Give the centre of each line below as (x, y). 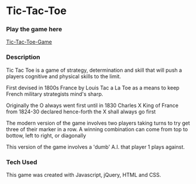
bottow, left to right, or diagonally (46, 135)
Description (23, 57)
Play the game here (34, 29)
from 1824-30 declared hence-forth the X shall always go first (81, 111)
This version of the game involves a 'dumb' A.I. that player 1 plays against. (95, 147)
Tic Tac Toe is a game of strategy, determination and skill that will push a (94, 70)
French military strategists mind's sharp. (55, 94)
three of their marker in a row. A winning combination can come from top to (97, 129)
